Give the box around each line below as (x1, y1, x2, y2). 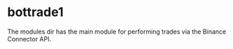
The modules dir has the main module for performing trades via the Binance (7, 27, 227, 36)
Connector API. (7, 34, 51, 43)
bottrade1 (7, 4, 64, 20)
